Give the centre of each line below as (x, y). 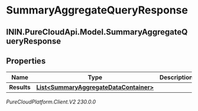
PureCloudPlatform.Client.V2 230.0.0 (51, 102)
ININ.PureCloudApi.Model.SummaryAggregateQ (97, 32)
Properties (26, 61)
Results (20, 88)
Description (176, 78)
